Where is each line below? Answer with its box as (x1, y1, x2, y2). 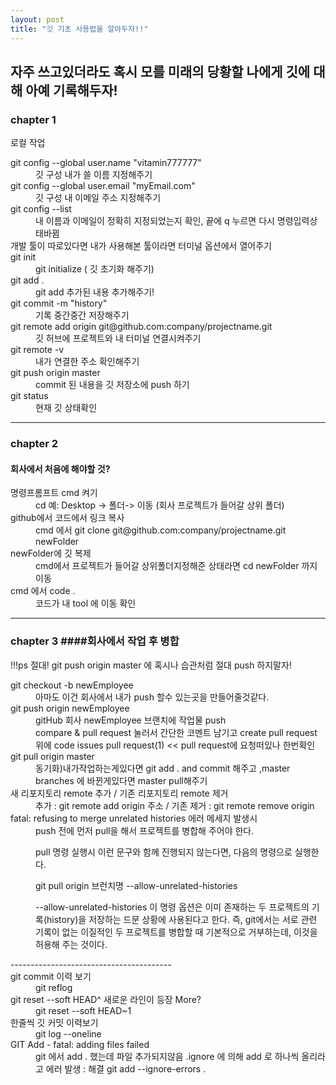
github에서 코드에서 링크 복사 (10, 512, 125, 524)
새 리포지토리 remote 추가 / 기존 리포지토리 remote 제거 (10, 787, 229, 799)
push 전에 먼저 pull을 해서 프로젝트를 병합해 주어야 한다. (35, 824, 255, 836)
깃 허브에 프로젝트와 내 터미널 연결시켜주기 (35, 332, 202, 345)
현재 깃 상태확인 (35, 402, 98, 414)
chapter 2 (10, 437, 59, 451)
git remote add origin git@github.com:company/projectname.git (10, 321, 273, 333)
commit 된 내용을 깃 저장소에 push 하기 (35, 379, 190, 391)
